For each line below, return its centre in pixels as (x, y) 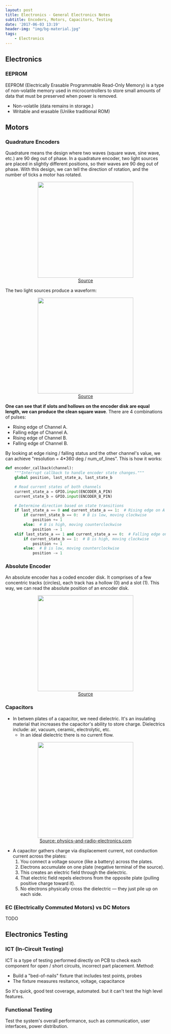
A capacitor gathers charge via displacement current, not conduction (85, 850)
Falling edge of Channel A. (40, 432)
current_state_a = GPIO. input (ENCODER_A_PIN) (64, 492)
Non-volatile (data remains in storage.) (53, 106)
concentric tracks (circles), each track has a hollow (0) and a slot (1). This (82, 583)
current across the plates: (40, 856)
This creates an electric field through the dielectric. (74, 872)
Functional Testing (29, 1009)
